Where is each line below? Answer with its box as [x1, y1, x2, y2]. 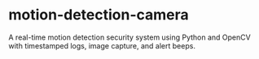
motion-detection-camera [8, 6, 189, 24]
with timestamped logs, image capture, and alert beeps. [8, 40, 195, 50]
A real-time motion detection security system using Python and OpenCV [8, 32, 251, 42]
